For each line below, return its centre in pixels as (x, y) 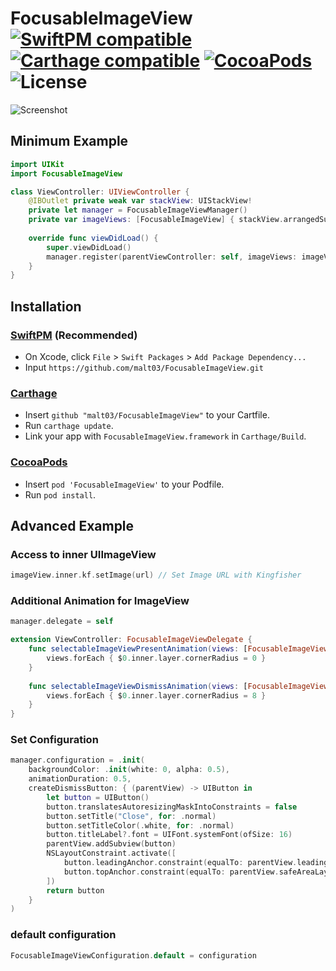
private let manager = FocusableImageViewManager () (138, 210)
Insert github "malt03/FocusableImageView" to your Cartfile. (147, 415)
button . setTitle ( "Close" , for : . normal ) (131, 816)
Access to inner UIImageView (83, 554)
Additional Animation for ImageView (100, 601)
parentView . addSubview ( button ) (111, 844)
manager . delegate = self (62, 622)
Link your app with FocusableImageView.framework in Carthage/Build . (165, 436)
